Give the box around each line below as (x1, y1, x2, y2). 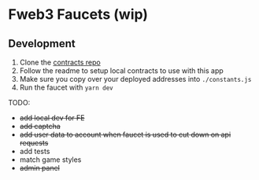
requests (19, 138, 49, 147)
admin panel (19, 163, 61, 172)
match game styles (19, 155, 82, 164)
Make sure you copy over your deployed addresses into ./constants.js (19, 75, 252, 83)
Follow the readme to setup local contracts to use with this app (19, 66, 224, 75)
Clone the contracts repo (19, 57, 101, 67)
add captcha (19, 122, 61, 130)
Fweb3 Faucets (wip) (8, 6, 148, 24)
